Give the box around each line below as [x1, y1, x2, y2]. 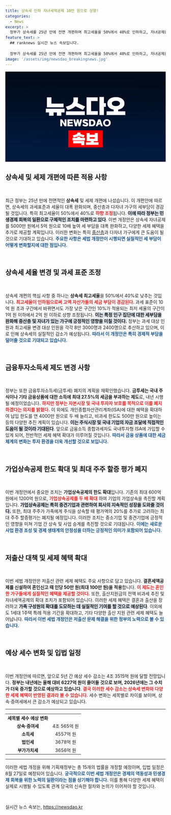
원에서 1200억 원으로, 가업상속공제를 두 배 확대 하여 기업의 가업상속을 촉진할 [5, 496, 156, 502]
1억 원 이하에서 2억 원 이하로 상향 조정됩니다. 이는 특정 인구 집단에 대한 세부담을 [5, 311, 162, 318]
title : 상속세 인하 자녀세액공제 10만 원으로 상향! [5, 8, 99, 13]
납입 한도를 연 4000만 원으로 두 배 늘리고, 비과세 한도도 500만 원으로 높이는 [10, 413, 162, 419]
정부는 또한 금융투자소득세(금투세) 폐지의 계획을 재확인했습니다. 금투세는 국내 [5, 388, 158, 394]
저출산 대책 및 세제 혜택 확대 [5, 553, 88, 562]
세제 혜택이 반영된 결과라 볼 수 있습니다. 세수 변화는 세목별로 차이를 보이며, [10, 692, 157, 698]
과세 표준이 [135, 298, 158, 305]
